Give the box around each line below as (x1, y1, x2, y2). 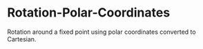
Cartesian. (7, 35, 37, 43)
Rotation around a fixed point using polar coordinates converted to (7, 28, 196, 36)
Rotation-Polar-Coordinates (7, 5, 171, 21)
